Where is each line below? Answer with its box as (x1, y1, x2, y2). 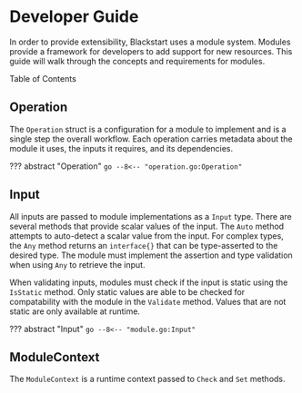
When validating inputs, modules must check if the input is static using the (9, 277, 288, 288)
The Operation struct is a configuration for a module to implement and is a (9, 123, 287, 134)
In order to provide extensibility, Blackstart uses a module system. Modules (9, 36, 291, 47)
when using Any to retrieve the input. (9, 259, 146, 270)
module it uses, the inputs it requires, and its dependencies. (9, 142, 234, 153)
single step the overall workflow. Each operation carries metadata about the (9, 133, 293, 144)
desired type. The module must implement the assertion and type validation (9, 250, 293, 260)
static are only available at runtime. (9, 306, 141, 317)
